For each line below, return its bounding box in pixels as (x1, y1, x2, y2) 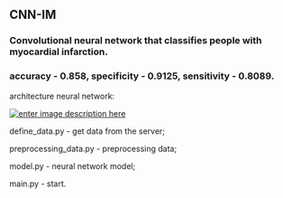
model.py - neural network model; (9, 160, 136, 171)
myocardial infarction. (9, 45, 108, 58)
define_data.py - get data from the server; (9, 126, 165, 137)
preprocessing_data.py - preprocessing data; (9, 143, 178, 154)
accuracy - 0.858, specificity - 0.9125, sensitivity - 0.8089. (9, 70, 275, 82)
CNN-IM (9, 7, 57, 23)
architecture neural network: (9, 90, 115, 101)
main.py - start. (9, 178, 67, 189)
